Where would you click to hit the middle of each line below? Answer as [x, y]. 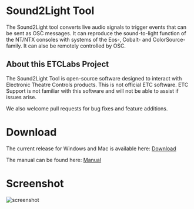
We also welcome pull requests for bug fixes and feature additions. [87, 108]
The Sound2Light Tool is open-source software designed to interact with [94, 78]
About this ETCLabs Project [58, 64]
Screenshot [35, 183]
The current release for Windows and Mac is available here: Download [91, 149]
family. [14, 46]
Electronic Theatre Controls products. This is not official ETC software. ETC [97, 85]
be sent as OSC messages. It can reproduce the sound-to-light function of [96, 33]
